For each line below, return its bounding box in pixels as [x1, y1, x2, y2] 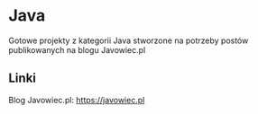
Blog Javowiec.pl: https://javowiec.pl [8, 94, 145, 105]
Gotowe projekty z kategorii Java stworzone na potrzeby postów [8, 35, 249, 46]
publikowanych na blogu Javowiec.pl [8, 44, 146, 55]
